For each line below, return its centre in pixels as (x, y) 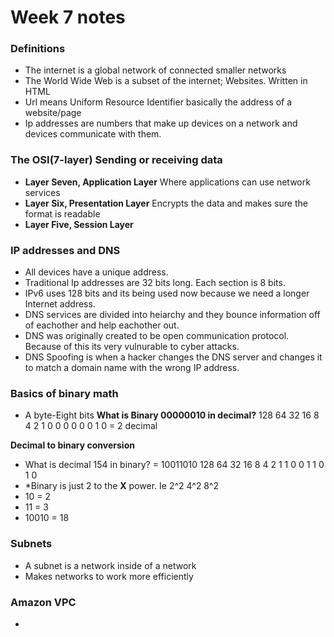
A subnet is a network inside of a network (110, 565)
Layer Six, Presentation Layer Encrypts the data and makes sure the (166, 203)
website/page (53, 113)
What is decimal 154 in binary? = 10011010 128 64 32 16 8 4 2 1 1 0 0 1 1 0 (174, 465)
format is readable (62, 213)
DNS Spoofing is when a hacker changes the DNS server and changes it (173, 357)
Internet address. (60, 304)
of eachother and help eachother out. (102, 325)
